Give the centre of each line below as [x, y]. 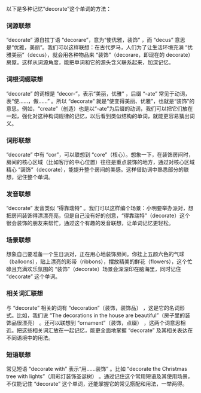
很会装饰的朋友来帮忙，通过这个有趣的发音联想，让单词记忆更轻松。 [90, 223]
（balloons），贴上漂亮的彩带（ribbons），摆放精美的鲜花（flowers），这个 [97, 261]
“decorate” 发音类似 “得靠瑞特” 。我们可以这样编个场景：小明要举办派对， [97, 208]
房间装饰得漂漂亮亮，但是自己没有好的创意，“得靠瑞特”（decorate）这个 [100, 216]
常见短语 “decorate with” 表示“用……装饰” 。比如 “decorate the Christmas [97, 369]
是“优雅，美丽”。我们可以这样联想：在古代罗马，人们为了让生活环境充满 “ [97, 47]
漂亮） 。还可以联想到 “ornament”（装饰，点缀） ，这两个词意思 [101, 322]
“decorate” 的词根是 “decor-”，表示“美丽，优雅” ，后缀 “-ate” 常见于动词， [98, 93]
